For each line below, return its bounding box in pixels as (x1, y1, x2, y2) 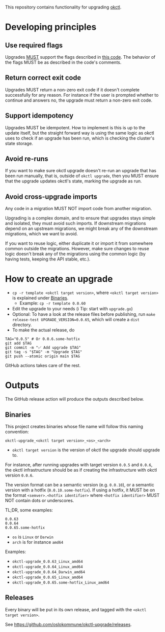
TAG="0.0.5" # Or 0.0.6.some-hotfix (5, 336, 80, 342)
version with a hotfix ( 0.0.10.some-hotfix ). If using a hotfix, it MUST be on (5, 487, 155, 493)
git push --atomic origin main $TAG (5, 354, 80, 359)
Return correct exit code (5, 74, 81, 82)
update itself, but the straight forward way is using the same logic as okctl (5, 130, 155, 136)
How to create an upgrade (5, 273, 113, 285)
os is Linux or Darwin (12, 534, 54, 540)
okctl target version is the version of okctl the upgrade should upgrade (12, 446, 160, 453)
